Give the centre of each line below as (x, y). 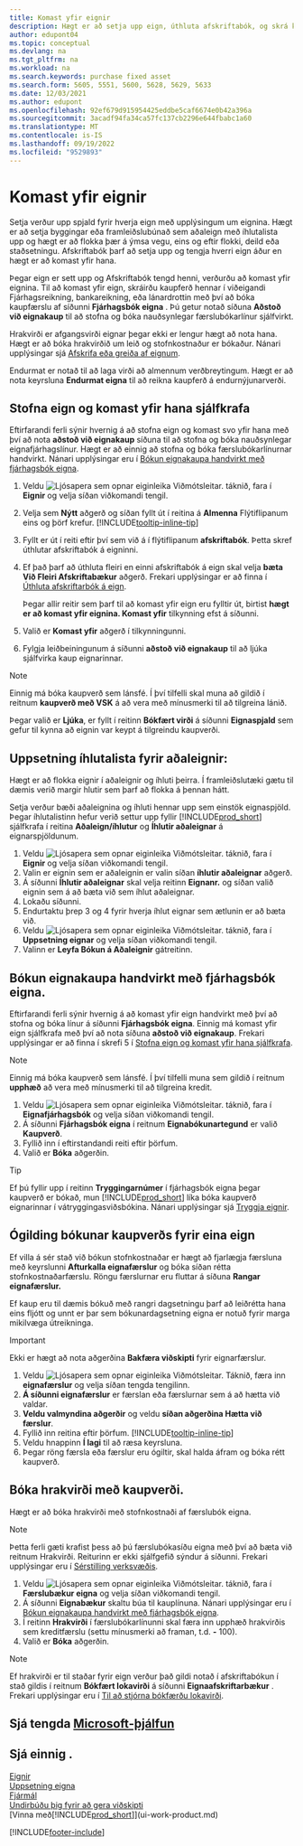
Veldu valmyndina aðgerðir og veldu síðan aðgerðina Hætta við (142, 1413)
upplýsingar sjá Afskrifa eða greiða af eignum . (95, 352)
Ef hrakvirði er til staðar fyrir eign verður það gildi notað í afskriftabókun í (144, 1676)
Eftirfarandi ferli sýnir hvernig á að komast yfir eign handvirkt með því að (143, 1014)
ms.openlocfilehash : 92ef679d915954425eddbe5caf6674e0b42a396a (131, 110)
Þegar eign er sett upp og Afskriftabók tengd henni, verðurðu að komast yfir (150, 277)
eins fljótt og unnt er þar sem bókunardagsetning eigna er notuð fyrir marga (150, 1313)
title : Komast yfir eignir (60, 18)
